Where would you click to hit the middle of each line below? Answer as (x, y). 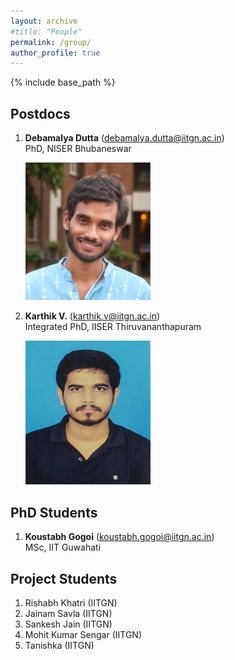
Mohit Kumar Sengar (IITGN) (83, 634)
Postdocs (40, 113)
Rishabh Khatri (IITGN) (71, 603)
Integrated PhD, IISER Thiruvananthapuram (113, 327)
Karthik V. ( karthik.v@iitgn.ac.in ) (92, 316)
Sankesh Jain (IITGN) (68, 624)
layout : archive (44, 21)
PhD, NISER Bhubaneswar (78, 149)
